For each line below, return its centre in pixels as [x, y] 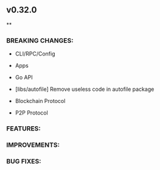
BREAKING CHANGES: [40, 40]
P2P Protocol [32, 113]
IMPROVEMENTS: [33, 144]
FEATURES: [24, 129]
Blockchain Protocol [40, 101]
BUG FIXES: [24, 161]
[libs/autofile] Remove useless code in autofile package [85, 89]
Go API [24, 77]
